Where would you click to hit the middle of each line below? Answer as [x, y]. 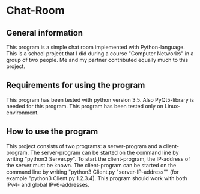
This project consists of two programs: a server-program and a [84, 146]
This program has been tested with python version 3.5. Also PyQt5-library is [100, 99]
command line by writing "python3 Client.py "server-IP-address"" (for [92, 172]
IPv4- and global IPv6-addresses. [48, 184]
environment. [23, 113]
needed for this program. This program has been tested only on [85, 106]
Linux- [172, 106]
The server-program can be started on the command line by [104, 152]
